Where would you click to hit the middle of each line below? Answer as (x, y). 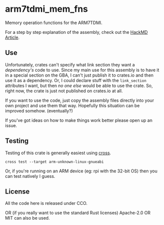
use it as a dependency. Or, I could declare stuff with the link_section (76, 80)
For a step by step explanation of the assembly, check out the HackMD (76, 32)
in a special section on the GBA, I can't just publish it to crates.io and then (79, 75)
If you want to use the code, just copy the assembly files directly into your (80, 100)
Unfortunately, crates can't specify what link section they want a (70, 64)
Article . (12, 37)
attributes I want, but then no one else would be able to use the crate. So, (79, 85)
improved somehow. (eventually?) (39, 111)
